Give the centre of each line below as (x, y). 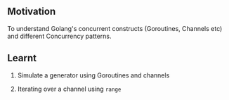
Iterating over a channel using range (69, 89)
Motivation (32, 12)
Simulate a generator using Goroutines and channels (93, 75)
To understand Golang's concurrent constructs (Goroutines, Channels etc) (115, 28)
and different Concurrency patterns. (59, 36)
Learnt (22, 58)
